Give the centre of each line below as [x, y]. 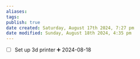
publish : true [23, 22]
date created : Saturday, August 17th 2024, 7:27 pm [70, 28]
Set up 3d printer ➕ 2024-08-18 [53, 50]
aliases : [17, 11]
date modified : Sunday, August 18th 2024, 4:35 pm [69, 33]
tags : [13, 17]
